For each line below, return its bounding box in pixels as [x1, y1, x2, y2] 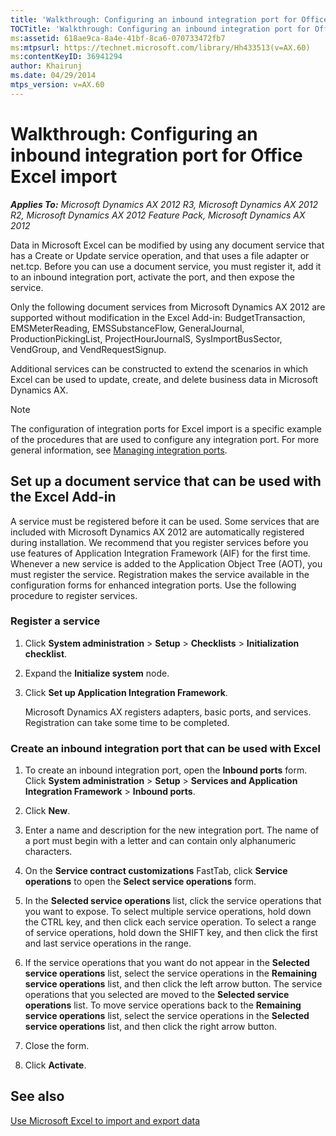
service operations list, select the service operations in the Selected [24, 1010, 310, 1022]
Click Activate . [24, 1059, 87, 1071]
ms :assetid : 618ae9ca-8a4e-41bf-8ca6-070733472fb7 [10, 33, 226, 43]
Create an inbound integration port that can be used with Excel [10, 741, 321, 755]
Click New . [24, 805, 71, 817]
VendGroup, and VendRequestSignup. [10, 343, 167, 355]
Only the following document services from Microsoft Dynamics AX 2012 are [10, 301, 326, 313]
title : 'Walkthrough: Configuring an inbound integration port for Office [10, 14, 329, 25]
